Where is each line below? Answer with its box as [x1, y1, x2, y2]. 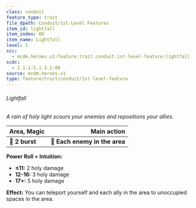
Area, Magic [9, 127, 45, 136]
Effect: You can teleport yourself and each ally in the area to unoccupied [6, 189, 187, 196]
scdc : [6, 59, 20, 65]
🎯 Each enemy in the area [50, 138, 125, 146]
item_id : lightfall [6, 25, 55, 32]
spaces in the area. [6, 195, 54, 203]
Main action [90, 127, 125, 136]
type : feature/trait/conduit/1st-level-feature [6, 76, 128, 82]
